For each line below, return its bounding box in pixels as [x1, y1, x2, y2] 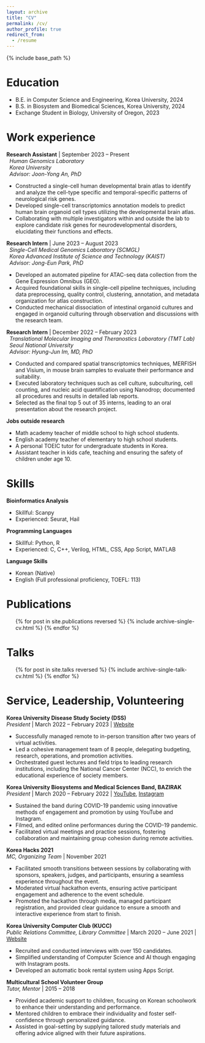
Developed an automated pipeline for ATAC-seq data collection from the [15, 271, 197, 278]
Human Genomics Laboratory [9, 157, 84, 164]
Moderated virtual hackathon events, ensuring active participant [15, 884, 177, 892]
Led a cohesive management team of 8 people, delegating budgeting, [15, 745, 192, 753]
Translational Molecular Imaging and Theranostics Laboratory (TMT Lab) [9, 335, 195, 342]
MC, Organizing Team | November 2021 [6, 852, 107, 860]
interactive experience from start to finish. [15, 910, 121, 917]
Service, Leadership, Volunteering [6, 694, 185, 708]
